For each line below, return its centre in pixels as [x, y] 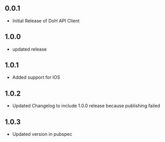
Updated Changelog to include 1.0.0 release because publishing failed [86, 106]
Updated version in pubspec [42, 134]
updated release [29, 49]
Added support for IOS [36, 77]
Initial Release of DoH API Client [46, 20]
